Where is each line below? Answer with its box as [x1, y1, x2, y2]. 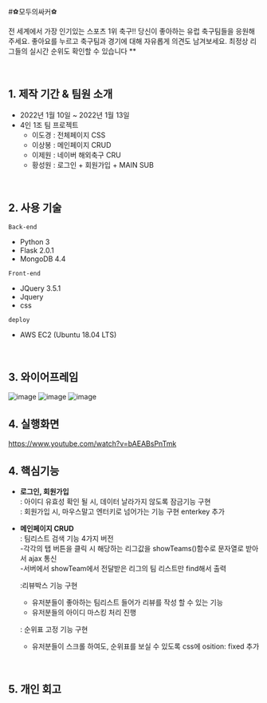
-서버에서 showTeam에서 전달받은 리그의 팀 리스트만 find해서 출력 [19, 564, 227, 574]
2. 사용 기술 [8, 201, 62, 215]
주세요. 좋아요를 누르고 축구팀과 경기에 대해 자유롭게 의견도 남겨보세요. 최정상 [8, 37, 249, 46]
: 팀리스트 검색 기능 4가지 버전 [19, 534, 114, 543]
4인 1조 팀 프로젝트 [19, 120, 79, 129]
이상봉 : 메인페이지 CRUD [31, 140, 112, 149]
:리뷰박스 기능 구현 [19, 581, 78, 590]
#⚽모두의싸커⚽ [8, 7, 57, 16]
